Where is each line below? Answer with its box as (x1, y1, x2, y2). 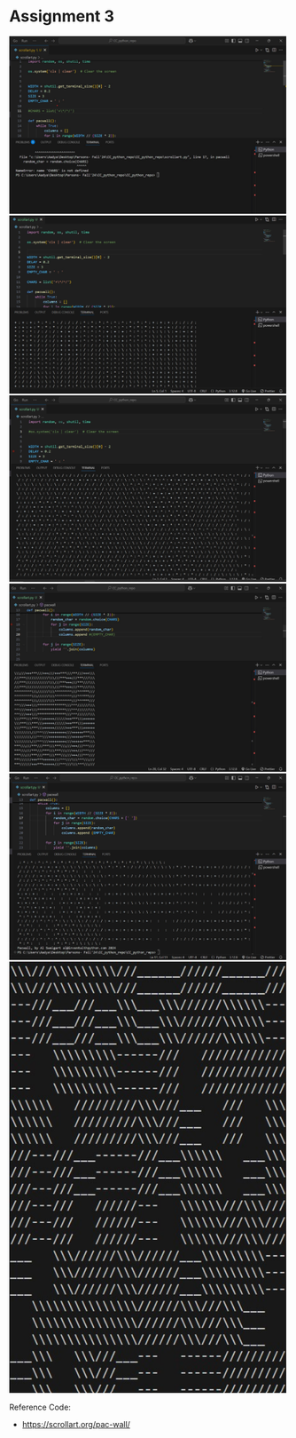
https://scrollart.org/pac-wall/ (21, 1418, 131, 1429)
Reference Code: (9, 1402, 71, 1412)
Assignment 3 (9, 6, 115, 27)
